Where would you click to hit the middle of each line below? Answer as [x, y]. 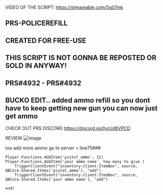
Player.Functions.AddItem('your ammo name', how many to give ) [75, 162]
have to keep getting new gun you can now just [81, 108]
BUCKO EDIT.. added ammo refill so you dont [78, 100]
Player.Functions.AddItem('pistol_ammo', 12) [54, 157]
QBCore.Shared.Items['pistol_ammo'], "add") [53, 171]
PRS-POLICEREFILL [36, 23]
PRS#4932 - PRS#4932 [43, 83]
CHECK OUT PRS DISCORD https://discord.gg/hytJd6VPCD [68, 128]
